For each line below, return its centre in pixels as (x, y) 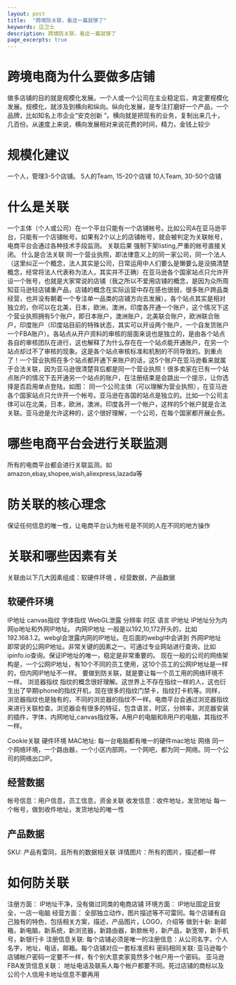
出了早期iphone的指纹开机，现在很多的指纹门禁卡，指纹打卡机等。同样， (119, 690)
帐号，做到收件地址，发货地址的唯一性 (68, 810)
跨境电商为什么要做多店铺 (81, 77)
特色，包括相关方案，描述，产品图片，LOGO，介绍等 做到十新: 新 (126, 922)
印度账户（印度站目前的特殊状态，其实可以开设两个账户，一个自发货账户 (124, 325)
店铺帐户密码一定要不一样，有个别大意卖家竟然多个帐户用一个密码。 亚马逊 (116, 957)
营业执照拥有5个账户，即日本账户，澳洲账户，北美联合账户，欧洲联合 (113, 316)
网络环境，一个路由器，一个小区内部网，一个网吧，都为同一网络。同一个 (118, 749)
